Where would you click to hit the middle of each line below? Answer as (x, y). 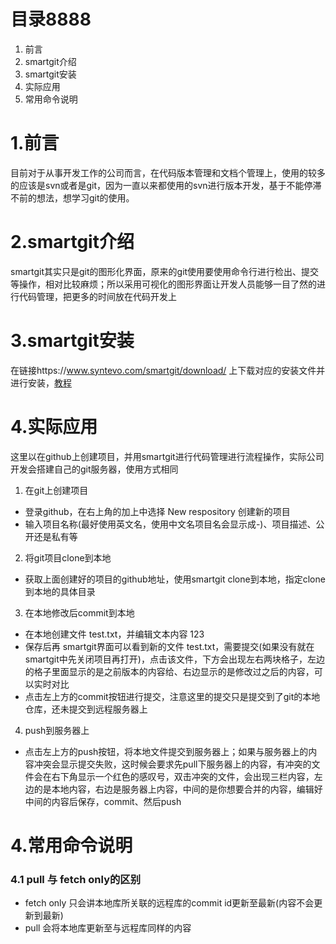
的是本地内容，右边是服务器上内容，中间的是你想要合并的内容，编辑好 (178, 789)
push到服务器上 (57, 730)
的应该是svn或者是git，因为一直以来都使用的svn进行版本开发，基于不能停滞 (166, 185)
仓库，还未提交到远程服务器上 (86, 709)
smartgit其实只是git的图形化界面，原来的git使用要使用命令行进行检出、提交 (165, 271)
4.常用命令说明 (71, 845)
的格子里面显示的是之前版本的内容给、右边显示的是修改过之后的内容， (169, 671)
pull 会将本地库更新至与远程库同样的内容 (108, 928)
